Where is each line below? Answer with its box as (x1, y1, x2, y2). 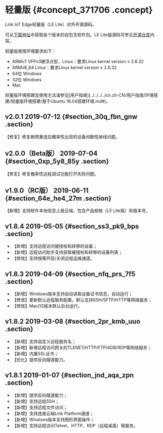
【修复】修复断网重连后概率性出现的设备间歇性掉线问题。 (5, 134, 120, 139)
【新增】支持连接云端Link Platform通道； (12, 410, 94, 416)
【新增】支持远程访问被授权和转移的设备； (12, 243, 98, 249)
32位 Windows (12, 76, 42, 83)
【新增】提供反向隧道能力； (12, 392, 68, 398)
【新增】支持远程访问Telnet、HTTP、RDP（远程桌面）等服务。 (12, 422, 138, 428)
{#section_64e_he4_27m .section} (5, 194, 112, 202)
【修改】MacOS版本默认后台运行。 (12, 303, 82, 309)
